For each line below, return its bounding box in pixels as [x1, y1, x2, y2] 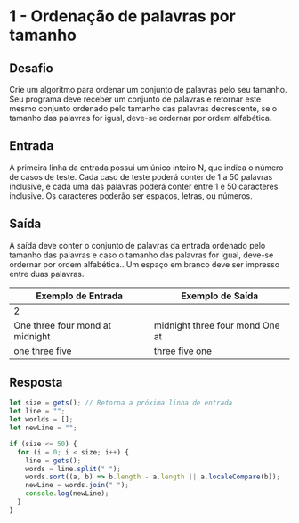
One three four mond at [13, 319, 111, 331]
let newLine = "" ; [9, 423, 77, 433]
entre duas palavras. [9, 268, 85, 279]
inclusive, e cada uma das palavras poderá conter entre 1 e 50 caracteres [9, 181, 279, 192]
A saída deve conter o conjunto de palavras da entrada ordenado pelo [9, 240, 266, 250]
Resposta [9, 375, 63, 390]
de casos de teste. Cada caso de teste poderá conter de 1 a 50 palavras [9, 171, 273, 182]
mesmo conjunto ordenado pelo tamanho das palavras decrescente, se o [9, 103, 278, 113]
